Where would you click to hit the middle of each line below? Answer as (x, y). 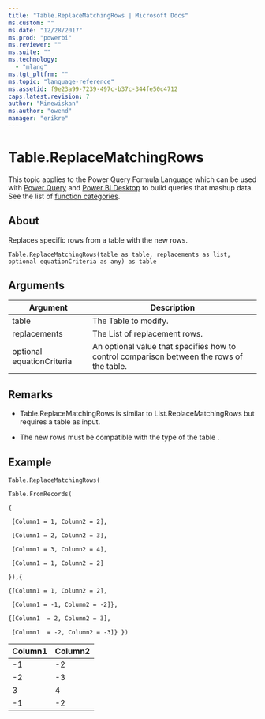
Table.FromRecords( (40, 495)
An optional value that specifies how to (164, 347)
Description (173, 307)
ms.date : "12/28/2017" (45, 30)
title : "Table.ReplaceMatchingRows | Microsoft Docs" (99, 15)
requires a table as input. (60, 422)
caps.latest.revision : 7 (49, 96)
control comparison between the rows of (167, 356)
